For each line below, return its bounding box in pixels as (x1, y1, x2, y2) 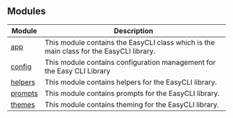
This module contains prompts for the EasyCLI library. (44, 88, 220, 98)
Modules (7, 6, 46, 17)
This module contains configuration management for (44, 57, 216, 67)
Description (114, 26, 154, 35)
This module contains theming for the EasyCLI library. (44, 99, 220, 109)
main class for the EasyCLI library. (44, 46, 156, 56)
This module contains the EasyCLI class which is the (44, 37, 215, 47)
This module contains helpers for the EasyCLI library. (44, 77, 217, 87)
